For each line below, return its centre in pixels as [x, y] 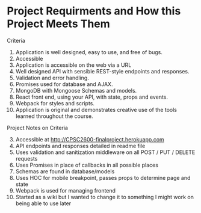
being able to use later [43, 203]
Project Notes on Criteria [38, 128]
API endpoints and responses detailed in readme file [80, 146]
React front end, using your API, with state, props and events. [91, 97]
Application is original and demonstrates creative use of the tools [96, 110]
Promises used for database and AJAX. [64, 84]
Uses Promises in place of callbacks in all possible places [87, 165]
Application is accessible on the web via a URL [73, 65]
